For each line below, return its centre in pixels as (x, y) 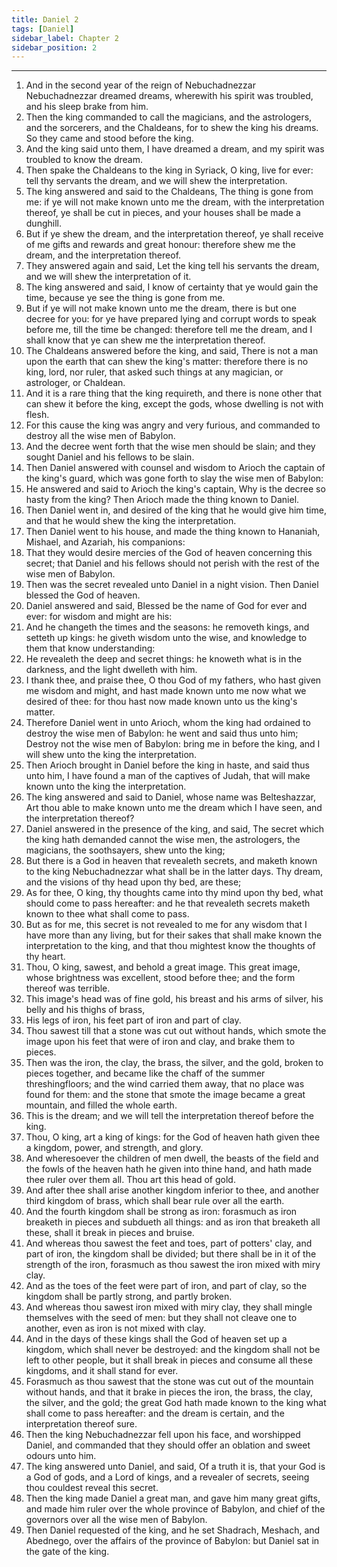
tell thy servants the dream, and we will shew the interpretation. (156, 181)
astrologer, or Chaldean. (75, 383)
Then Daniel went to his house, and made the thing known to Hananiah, (173, 532)
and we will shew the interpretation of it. (108, 277)
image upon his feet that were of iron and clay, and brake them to (160, 1042)
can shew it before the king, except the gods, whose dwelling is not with (174, 404)
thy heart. (45, 957)
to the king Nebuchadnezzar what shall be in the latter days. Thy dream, (174, 872)
